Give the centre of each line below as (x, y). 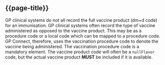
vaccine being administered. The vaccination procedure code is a (72, 46)
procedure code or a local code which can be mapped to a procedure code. (83, 36)
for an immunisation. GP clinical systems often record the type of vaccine (80, 25)
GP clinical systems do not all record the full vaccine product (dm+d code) (81, 20)
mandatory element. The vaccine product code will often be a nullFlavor (80, 52)
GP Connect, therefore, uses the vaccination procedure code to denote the (82, 41)
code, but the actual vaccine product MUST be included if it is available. (79, 57)
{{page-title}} (27, 8)
